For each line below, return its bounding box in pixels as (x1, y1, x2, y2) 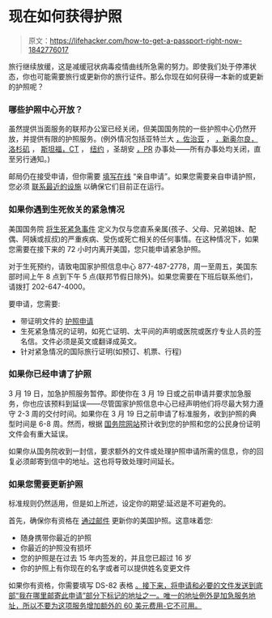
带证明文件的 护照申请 (19, 316, 94, 326)
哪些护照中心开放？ (8, 104, 83, 115)
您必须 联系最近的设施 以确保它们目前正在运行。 (8, 181, 168, 191)
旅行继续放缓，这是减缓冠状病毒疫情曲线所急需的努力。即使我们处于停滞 (8, 62, 249, 71)
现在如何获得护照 (8, 7, 123, 26)
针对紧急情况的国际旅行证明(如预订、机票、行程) (19, 346, 182, 356)
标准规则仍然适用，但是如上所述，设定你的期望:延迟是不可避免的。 (8, 499, 231, 509)
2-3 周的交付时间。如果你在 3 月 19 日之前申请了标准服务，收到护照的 (17, 408, 250, 418)
